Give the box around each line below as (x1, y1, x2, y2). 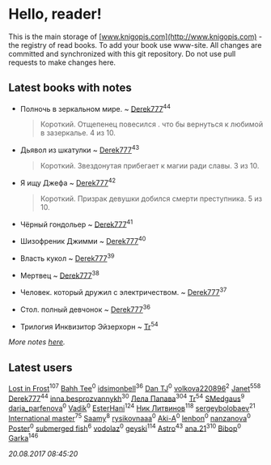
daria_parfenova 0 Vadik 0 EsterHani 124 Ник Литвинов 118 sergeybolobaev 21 (8, 402, 256, 413)
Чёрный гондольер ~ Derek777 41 (19, 218, 133, 229)
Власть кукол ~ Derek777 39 (19, 252, 115, 263)
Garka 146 (8, 432, 39, 443)
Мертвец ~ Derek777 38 (19, 269, 100, 280)
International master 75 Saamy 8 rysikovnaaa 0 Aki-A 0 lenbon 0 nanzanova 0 (8, 412, 251, 423)
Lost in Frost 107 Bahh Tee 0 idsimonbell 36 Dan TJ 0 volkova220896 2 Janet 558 (8, 382, 261, 393)
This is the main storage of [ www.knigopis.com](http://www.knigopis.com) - (8, 32, 263, 41)
